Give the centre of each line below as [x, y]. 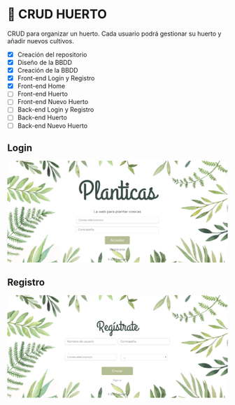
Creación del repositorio [52, 54]
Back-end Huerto [42, 117]
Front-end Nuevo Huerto [53, 102]
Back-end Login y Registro [56, 110]
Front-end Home [41, 86]
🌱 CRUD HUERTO [57, 14]
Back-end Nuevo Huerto [52, 126]
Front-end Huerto [43, 94]
